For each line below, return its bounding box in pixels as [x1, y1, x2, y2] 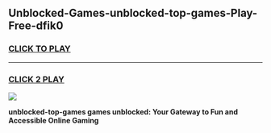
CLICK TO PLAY [8, 44, 71, 55]
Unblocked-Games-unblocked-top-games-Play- [8, 6, 258, 20]
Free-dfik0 [8, 19, 64, 33]
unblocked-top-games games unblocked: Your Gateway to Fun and [8, 106, 239, 116]
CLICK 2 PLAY [8, 73, 65, 85]
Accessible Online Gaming [8, 115, 99, 125]
